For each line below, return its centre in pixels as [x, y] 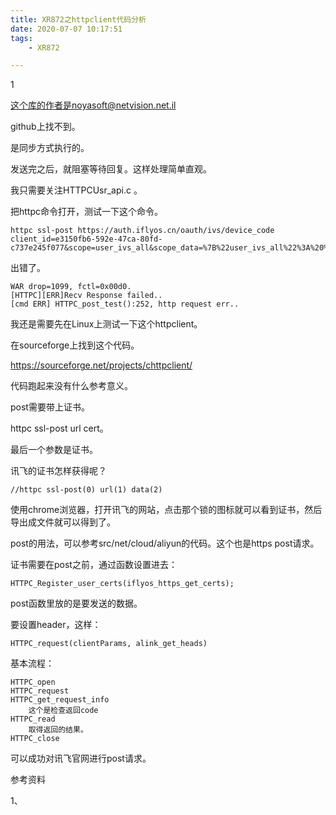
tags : [21, 38]
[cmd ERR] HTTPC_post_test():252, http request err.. [125, 304]
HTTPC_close [35, 739]
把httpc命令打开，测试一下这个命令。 [87, 212]
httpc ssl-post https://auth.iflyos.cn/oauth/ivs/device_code [142, 231]
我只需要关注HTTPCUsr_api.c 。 [76, 190]
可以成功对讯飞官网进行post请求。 [81, 758]
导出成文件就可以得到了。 [63, 522]
